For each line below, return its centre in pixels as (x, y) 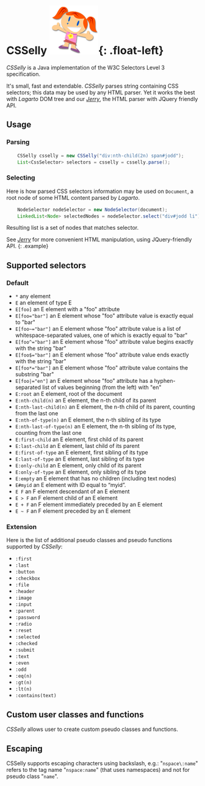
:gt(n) (23, 683)
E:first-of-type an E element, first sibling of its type (81, 453)
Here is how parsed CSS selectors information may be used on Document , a (100, 191)
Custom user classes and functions (75, 715)
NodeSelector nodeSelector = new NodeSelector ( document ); (92, 210)
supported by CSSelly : (34, 546)
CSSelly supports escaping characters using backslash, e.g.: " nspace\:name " (102, 763)
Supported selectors (46, 265)
